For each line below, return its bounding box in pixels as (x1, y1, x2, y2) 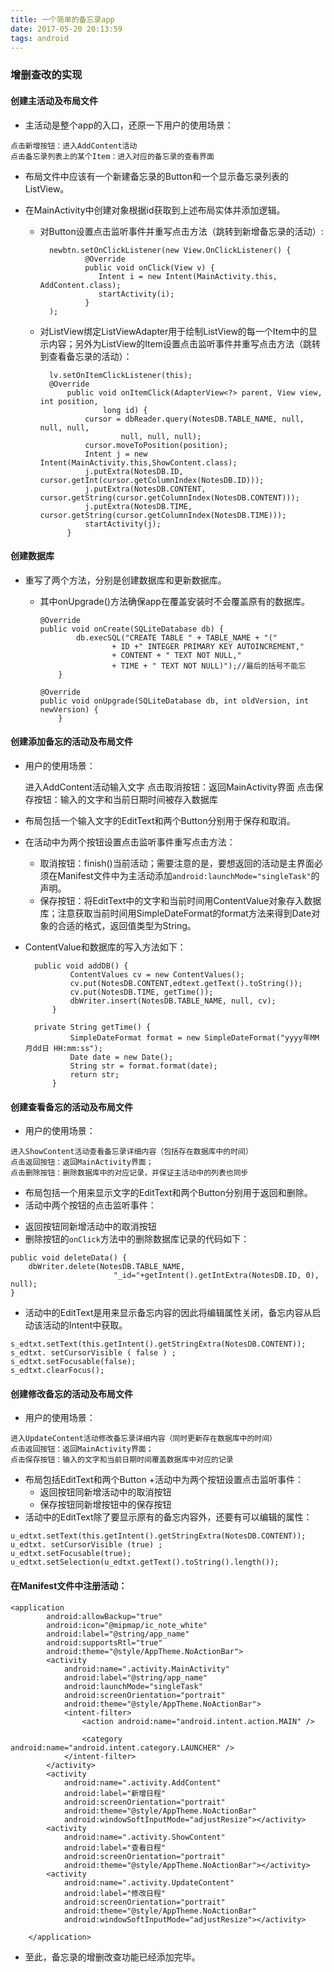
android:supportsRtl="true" (46, 1637, 163, 1648)
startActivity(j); (84, 519, 162, 529)
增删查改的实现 (10, 68, 83, 82)
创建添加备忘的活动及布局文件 (10, 736, 133, 748)
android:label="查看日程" (63, 1842, 167, 1853)
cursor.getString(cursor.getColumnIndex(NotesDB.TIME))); (39, 510, 287, 520)
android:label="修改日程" (63, 1888, 167, 1898)
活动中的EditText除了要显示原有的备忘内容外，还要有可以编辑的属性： (24, 1511, 313, 1523)
